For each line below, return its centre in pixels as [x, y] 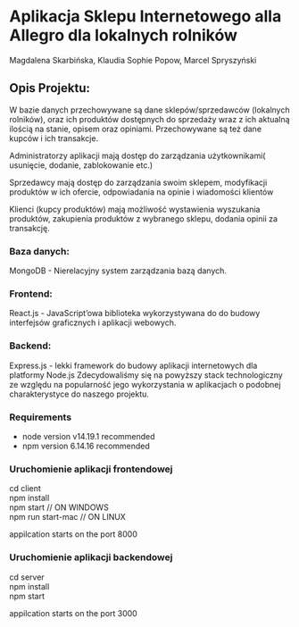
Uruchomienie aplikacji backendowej [91, 557]
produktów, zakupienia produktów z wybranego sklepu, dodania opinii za [144, 218]
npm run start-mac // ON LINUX [68, 517]
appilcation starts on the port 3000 [74, 613]
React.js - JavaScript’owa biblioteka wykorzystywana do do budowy [135, 313]
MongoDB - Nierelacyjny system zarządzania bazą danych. [118, 271]
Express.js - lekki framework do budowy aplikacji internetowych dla [133, 365]
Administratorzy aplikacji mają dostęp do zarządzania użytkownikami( [137, 155]
